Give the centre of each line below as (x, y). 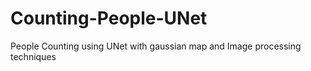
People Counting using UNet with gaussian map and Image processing (156, 46)
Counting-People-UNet (109, 18)
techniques (33, 56)
